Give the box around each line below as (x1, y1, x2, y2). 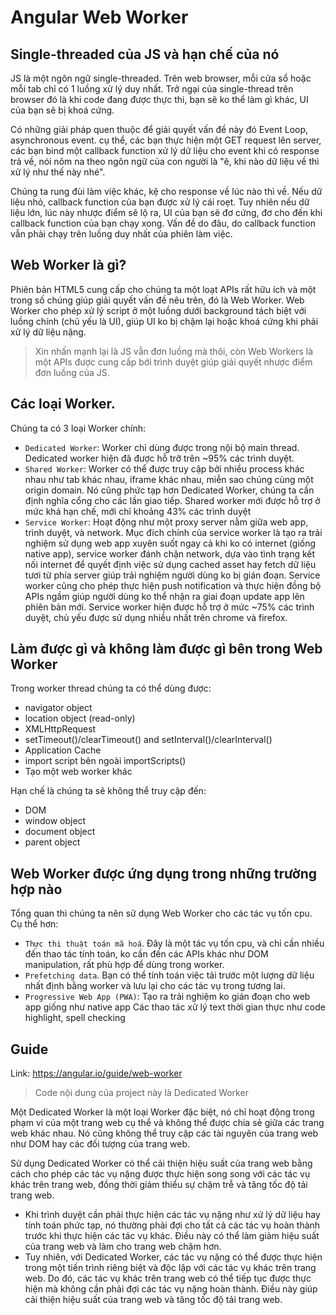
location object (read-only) (24, 712, 136, 725)
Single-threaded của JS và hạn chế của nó (10, 46, 280, 63)
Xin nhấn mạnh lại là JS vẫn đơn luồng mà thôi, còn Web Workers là (34, 345, 314, 357)
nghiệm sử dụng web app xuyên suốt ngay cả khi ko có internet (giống (24, 537, 317, 549)
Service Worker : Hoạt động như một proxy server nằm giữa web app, (24, 516, 309, 528)
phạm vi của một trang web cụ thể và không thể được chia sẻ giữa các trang (10, 1117, 325, 1129)
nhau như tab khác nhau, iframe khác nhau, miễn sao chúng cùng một (24, 473, 314, 485)
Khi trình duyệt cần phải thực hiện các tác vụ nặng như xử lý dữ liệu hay (24, 1209, 321, 1221)
